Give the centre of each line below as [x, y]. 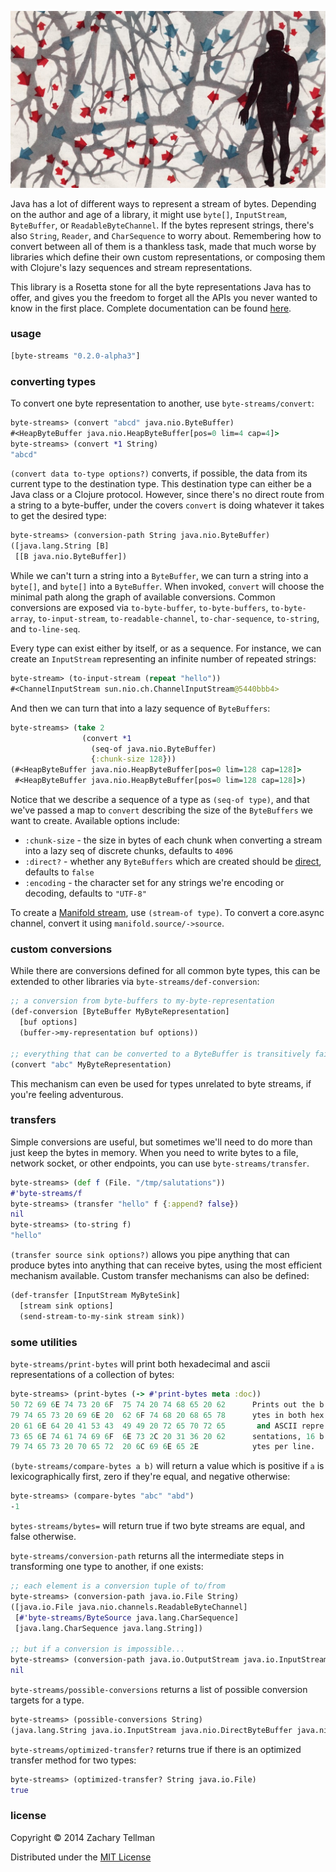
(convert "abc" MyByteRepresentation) [91, 1064]
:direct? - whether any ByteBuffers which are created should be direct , [173, 862]
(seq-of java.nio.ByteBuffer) [153, 749]
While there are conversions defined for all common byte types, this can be [165, 971]
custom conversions [61, 949]
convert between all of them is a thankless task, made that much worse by [163, 246]
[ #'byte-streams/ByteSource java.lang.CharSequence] [127, 1617]
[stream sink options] [66, 1306]
